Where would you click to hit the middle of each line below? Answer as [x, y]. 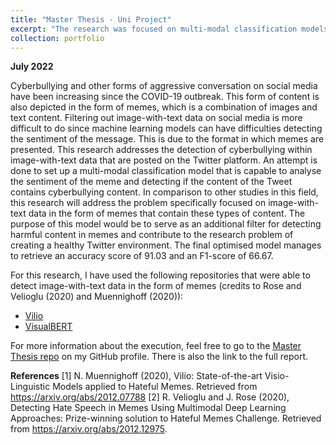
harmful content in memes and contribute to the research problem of [152, 235]
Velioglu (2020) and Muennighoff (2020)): [97, 297]
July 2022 [32, 67]
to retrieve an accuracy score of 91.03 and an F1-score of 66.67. [142, 256]
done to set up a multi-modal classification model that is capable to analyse [166, 171]
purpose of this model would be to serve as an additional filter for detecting [166, 224]
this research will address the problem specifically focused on [138, 203]
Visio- [277, 376]
